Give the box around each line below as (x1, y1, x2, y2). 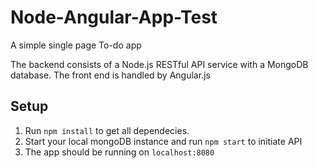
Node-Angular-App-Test (10, 6, 218, 29)
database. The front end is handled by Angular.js (10, 69, 211, 81)
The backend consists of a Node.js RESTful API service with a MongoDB (10, 58, 309, 70)
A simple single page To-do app (10, 39, 142, 51)
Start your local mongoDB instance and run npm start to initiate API (24, 135, 303, 147)
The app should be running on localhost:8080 (24, 146, 215, 158)
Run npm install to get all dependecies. (24, 124, 190, 136)
